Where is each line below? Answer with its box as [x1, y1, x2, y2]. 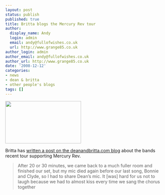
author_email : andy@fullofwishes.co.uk [5, 54, 89, 59]
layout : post [5, 7, 33, 13]
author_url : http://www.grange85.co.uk [5, 59, 89, 64]
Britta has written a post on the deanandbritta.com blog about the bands [5, 147, 155, 153]
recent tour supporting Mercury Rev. [5, 153, 81, 159]
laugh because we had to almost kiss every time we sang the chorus [17, 178, 160, 184]
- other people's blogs [5, 82, 56, 87]
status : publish [5, 12, 39, 17]
